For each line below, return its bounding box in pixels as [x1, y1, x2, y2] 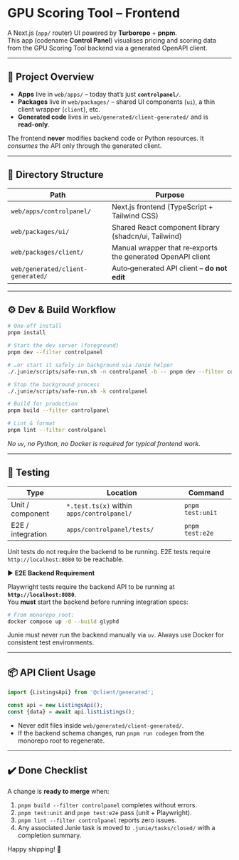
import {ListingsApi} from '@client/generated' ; [7, 689, 154, 696]
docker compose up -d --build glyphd [7, 617, 119, 625]
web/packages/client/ [11, 248, 84, 256]
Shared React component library [111, 222, 221, 232]
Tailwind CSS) [111, 211, 159, 221]
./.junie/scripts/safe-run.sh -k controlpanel [7, 388, 148, 395]
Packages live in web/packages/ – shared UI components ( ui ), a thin [17, 97, 216, 106]
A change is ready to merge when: [7, 787, 110, 795]
